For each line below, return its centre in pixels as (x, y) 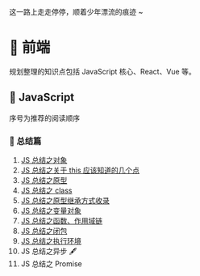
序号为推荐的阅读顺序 (44, 118)
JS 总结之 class (46, 191)
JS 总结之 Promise (52, 264)
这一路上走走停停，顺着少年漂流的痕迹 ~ (76, 12)
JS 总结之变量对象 (51, 211)
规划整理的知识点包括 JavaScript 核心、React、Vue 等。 (102, 71)
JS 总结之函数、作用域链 (62, 221)
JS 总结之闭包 (44, 231)
